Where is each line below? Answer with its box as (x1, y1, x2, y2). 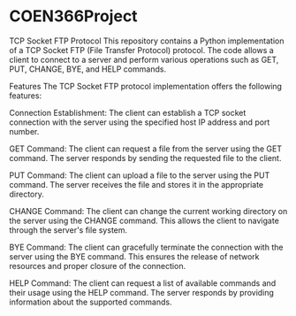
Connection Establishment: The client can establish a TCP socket (9, 107, 247, 118)
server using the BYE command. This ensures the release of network (9, 250, 260, 262)
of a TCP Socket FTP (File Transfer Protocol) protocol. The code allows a (9, 44, 274, 55)
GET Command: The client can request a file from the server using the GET (9, 143, 283, 154)
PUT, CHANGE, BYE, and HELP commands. (9, 64, 166, 74)
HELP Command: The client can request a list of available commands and (9, 277, 277, 289)
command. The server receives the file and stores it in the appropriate (9, 179, 264, 189)
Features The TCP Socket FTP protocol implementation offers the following (9, 81, 283, 91)
